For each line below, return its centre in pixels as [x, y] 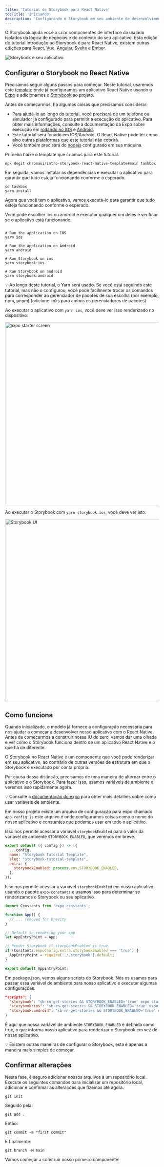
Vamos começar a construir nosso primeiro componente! [62, 1159]
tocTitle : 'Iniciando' [28, 14]
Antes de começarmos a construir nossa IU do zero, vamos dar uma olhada [81, 737]
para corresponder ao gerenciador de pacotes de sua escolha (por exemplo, [82, 295]
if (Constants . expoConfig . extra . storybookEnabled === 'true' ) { [72, 951]
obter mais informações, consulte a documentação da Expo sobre [78, 125]
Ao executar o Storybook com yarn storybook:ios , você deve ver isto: [76, 512]
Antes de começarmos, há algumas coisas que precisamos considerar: [76, 104]
